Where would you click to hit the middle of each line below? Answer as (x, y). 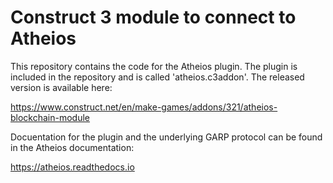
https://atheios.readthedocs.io (72, 167)
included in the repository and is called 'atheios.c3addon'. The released (157, 77)
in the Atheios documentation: (72, 147)
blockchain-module (50, 117)
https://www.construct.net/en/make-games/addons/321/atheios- (144, 107)
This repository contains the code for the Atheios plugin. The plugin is (154, 66)
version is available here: (61, 87)
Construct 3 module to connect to (153, 17)
